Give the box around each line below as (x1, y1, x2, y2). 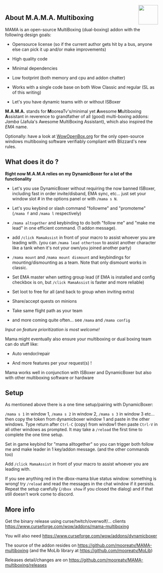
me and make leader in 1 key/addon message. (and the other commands (5, 446, 149, 453)
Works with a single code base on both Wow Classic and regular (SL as (12, 84, 155, 90)
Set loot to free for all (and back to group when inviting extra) (12, 289, 135, 295)
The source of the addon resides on (5, 542, 77, 548)
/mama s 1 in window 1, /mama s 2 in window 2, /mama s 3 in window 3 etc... (5, 411, 155, 417)
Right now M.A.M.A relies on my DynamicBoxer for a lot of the (5, 171, 132, 177)
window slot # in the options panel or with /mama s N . (12, 196, 118, 201)
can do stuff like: (5, 341, 39, 347)
